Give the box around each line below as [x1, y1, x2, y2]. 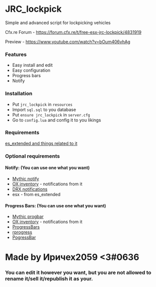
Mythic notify [12, 175, 39, 181]
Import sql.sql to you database [12, 107, 76, 113]
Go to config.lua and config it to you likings [12, 117, 102, 123]
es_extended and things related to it [5, 140, 78, 146]
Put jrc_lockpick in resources [12, 101, 73, 107]
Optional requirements [5, 152, 60, 159]
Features [5, 51, 27, 57]
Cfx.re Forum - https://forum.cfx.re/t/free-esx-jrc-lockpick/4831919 [5, 29, 142, 35]
